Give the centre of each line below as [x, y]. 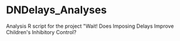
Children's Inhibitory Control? [41, 32]
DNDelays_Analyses [56, 10]
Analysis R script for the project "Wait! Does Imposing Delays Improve [90, 26]
